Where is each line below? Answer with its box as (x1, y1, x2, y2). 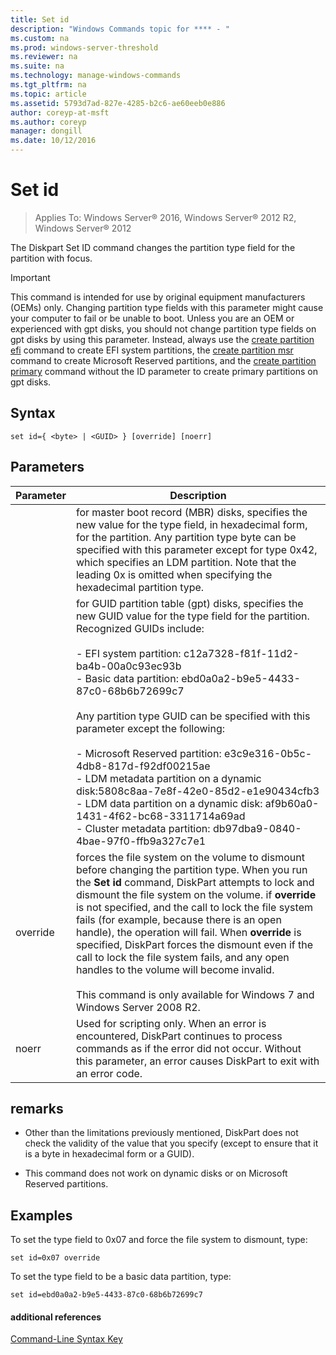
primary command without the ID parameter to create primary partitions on (10, 365, 318, 377)
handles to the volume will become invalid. (75, 962, 275, 976)
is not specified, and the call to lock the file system (75, 900, 313, 914)
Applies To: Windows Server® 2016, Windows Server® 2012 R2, (34, 211, 297, 223)
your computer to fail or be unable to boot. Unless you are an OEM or (10, 312, 295, 324)
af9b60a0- (264, 796, 320, 810)
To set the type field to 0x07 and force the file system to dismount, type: (10, 1234, 308, 1246)
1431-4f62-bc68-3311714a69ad (75, 809, 246, 823)
